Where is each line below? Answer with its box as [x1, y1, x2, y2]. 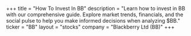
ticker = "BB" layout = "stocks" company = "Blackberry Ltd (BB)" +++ [6, 23, 175, 30]
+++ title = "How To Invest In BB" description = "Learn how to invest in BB [6, 5, 186, 12]
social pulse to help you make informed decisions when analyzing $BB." [6, 17, 180, 24]
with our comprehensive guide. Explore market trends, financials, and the [6, 11, 183, 18]
